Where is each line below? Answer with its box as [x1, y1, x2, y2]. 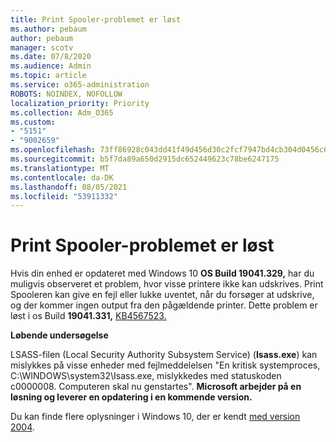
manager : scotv [10, 42, 74, 53]
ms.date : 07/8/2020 [10, 52, 92, 62]
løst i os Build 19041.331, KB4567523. [10, 310, 167, 322]
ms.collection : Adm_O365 [10, 107, 114, 118]
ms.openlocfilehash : [10, 145, 97, 155]
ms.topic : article [10, 71, 87, 81]
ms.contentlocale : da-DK [10, 172, 114, 183]
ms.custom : [10, 117, 56, 127]
